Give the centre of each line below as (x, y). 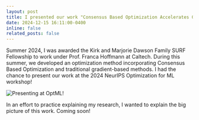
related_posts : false (33, 34)
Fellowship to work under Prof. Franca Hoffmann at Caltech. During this (93, 57)
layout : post (22, 12)
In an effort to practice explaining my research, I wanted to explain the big (96, 105)
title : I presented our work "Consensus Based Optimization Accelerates (98, 17)
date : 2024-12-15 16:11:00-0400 (46, 22)
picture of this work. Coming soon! (48, 111)
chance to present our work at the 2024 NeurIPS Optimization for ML (90, 76)
